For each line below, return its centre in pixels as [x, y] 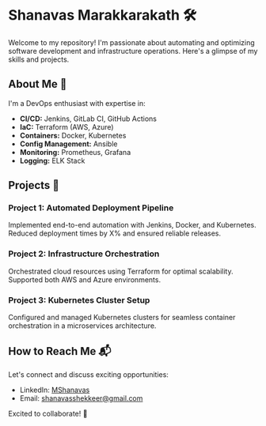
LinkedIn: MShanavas [55, 390]
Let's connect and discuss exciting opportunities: [88, 374]
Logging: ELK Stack [52, 160]
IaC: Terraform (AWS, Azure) [66, 126]
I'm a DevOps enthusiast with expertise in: [77, 103]
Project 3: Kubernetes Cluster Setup [79, 300]
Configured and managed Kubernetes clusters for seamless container [122, 318]
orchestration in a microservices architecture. [82, 326]
